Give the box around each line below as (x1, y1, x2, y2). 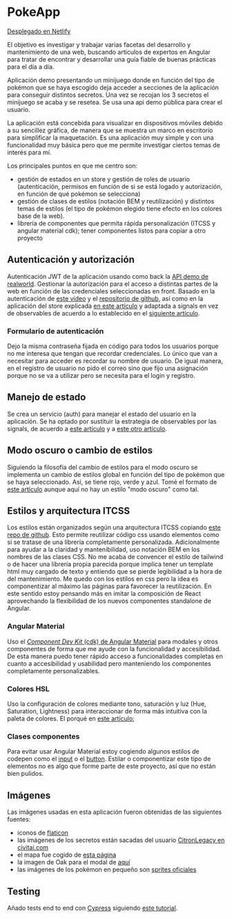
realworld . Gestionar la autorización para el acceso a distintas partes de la (7, 280, 218, 288)
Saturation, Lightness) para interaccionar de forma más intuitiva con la (7, 707, 207, 716)
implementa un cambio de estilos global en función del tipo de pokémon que (7, 470, 225, 478)
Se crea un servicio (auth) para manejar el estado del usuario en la (7, 410, 197, 418)
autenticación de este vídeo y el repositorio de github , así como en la (7, 294, 204, 302)
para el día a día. (7, 62, 55, 71)
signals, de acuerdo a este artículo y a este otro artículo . (7, 424, 167, 433)
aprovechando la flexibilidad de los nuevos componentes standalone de (7, 597, 212, 606)
